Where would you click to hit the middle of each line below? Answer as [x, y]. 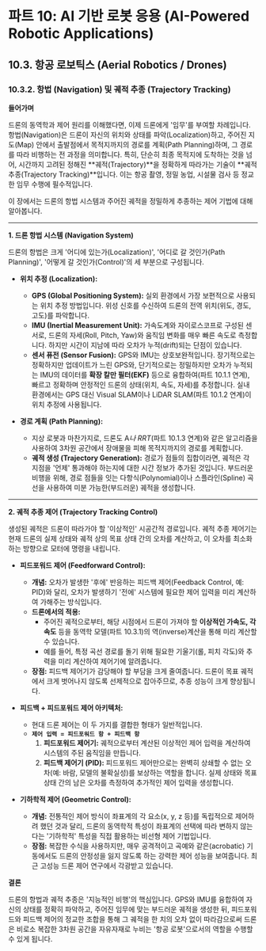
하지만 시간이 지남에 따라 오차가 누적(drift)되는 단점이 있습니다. [145, 344]
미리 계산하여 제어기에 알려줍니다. [110, 661]
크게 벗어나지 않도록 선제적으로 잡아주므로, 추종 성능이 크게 [137, 681]
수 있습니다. [61, 641]
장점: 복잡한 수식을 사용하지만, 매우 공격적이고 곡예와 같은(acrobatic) [138, 846]
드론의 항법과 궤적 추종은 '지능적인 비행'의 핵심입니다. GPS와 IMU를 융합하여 [126, 899]
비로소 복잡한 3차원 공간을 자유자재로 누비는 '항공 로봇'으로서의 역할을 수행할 [135, 929]
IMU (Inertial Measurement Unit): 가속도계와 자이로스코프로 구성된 [137, 325]
